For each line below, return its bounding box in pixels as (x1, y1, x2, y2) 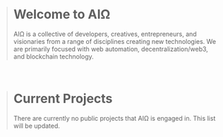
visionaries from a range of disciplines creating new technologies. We (13, 37, 217, 45)
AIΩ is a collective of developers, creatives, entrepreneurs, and (13, 30, 197, 38)
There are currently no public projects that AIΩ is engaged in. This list (13, 114, 216, 122)
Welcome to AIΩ (13, 6, 111, 23)
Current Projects (13, 91, 113, 107)
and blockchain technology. (13, 52, 95, 61)
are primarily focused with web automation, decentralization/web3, (13, 44, 209, 53)
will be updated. (13, 121, 61, 130)
